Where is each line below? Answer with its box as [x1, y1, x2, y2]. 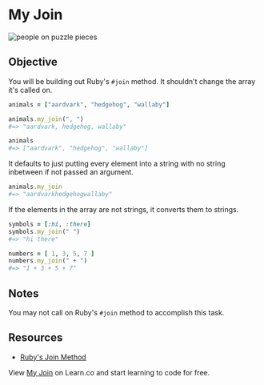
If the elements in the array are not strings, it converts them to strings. [8, 204, 239, 214]
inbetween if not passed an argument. [8, 167, 134, 177]
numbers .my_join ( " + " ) [8, 257, 88, 265]
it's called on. [8, 85, 53, 94]
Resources [8, 331, 63, 345]
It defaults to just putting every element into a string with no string [8, 158, 226, 169]
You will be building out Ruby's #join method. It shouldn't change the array [8, 76, 256, 86]
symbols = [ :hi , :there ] [8, 220, 91, 228]
